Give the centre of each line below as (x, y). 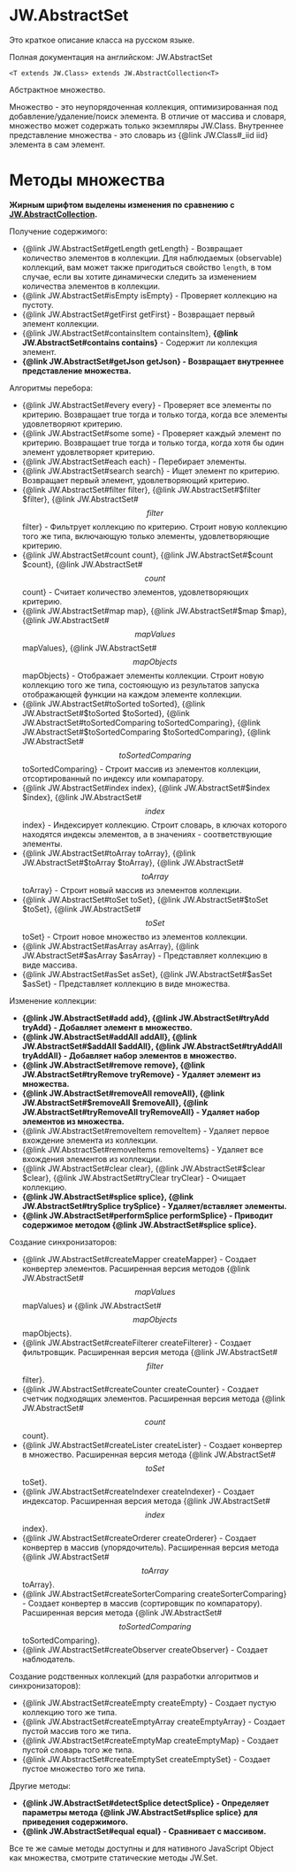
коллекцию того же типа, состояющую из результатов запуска (140, 685)
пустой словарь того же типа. (78, 1750)
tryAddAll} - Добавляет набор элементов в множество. (129, 1055)
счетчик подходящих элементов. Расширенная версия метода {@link (153, 1398)
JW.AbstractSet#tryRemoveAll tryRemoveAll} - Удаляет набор (141, 1112)
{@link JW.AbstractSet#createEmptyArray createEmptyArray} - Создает (153, 1722)
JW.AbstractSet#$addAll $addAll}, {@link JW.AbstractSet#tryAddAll (152, 1046)
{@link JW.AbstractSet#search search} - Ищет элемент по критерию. (151, 471)
